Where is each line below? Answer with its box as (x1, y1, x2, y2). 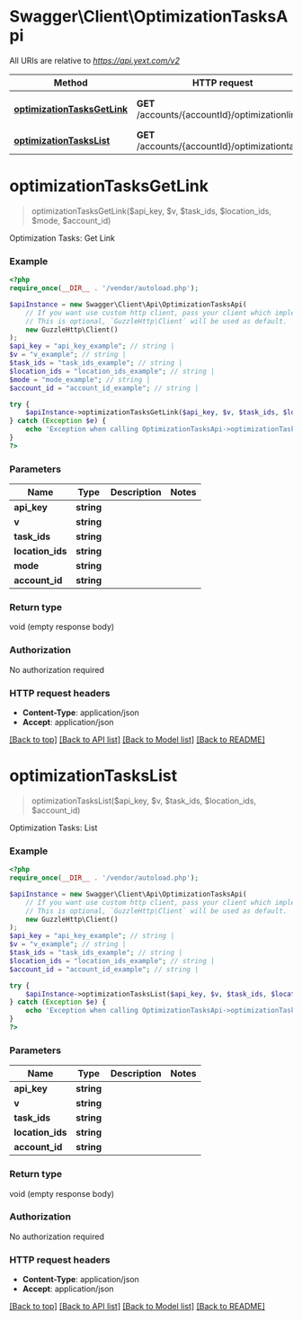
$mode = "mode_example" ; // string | (9, 375, 151, 384)
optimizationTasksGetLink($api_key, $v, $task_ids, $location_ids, (31, 205, 272, 217)
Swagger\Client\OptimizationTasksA (9, 6, 289, 27)
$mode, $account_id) (31, 215, 111, 226)
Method (53, 76, 88, 89)
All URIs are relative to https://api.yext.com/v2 (9, 55, 180, 66)
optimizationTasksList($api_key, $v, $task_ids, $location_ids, (31, 795, 257, 806)
